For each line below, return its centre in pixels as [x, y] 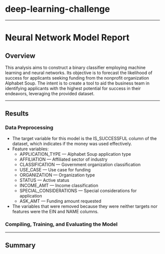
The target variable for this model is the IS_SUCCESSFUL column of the [84, 138]
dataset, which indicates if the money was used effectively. [72, 143]
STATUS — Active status [44, 180]
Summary [20, 245]
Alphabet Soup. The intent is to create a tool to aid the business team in [77, 83]
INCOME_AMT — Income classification [59, 185]
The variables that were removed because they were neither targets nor [85, 206]
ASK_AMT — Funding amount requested [60, 201]
